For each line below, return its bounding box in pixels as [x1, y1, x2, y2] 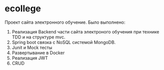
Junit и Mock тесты [11, 44, 53, 50]
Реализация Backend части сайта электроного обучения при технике [11, 29, 160, 35]
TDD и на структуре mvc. [11, 34, 66, 40]
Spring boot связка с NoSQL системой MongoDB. [11, 39, 116, 45]
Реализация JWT [11, 55, 48, 61]
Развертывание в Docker [11, 50, 65, 56]
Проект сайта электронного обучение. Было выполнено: [4, 19, 125, 25]
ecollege [4, 3, 41, 14]
